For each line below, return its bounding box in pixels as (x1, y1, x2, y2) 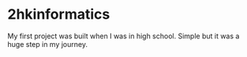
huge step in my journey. (7, 39, 88, 48)
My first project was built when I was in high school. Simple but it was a (7, 31, 240, 41)
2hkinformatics (7, 5, 110, 23)
